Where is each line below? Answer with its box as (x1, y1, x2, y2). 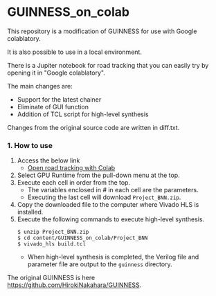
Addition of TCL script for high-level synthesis (17, 110, 149, 118)
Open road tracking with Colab (27, 164, 116, 172)
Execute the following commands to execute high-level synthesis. (17, 215, 205, 223)
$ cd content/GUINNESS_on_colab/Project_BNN (17, 234, 148, 242)
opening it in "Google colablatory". (7, 68, 105, 77)
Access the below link (17, 156, 80, 165)
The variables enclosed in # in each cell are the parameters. (27, 186, 199, 194)
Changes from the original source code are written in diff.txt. (7, 123, 180, 131)
